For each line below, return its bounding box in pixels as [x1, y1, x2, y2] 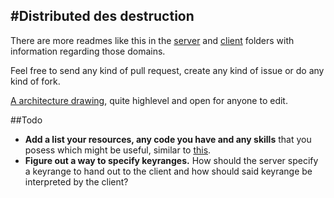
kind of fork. [10, 75, 61, 87]
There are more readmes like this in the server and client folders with [10, 34, 295, 46]
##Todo [10, 114, 43, 126]
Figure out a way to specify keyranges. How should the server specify [24, 154, 319, 166]
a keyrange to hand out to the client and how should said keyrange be [24, 165, 313, 177]
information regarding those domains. [10, 45, 166, 57]
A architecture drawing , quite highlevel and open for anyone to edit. [10, 94, 288, 106]
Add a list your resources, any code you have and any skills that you [24, 133, 312, 145]
